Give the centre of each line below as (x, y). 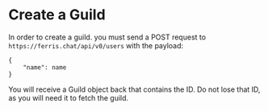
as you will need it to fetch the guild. (69, 97)
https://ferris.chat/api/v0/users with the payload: (96, 45)
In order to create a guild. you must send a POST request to (107, 37)
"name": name (45, 67)
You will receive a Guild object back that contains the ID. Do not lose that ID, (134, 89)
